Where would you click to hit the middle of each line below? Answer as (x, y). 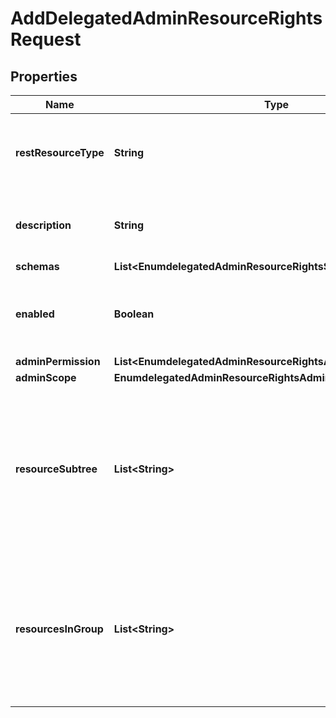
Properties (44, 76)
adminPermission (58, 361)
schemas (37, 266)
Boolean (134, 314)
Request (46, 39)
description (43, 225)
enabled (35, 314)
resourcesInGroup (59, 629)
